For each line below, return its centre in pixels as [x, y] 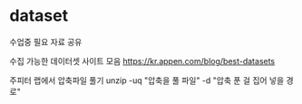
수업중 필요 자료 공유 [46, 42]
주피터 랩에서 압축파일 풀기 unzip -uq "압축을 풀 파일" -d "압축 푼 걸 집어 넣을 [147, 80]
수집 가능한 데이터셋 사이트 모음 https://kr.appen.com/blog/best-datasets [142, 61]
